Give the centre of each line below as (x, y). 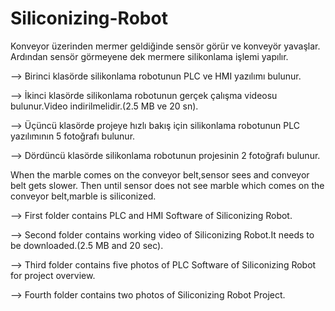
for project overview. (53, 275)
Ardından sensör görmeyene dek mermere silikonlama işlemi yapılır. (149, 56)
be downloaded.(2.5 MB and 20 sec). (87, 245)
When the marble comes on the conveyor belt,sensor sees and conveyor (160, 174)
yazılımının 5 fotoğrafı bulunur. (73, 136)
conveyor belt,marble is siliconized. (83, 196)
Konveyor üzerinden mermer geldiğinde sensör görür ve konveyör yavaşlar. (165, 46)
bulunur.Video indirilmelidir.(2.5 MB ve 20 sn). (104, 106)
